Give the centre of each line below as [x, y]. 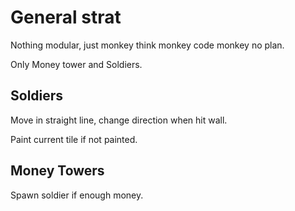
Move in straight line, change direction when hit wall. [119, 120]
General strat [66, 17]
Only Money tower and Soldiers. [76, 64]
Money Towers [57, 171]
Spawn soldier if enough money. [77, 195]
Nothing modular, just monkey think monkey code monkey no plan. [147, 45]
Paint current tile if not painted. [74, 139]
